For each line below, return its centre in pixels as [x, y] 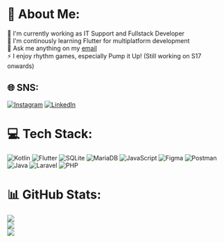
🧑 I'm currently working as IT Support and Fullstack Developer [96, 33]
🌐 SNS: [23, 88]
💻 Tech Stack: [50, 134]
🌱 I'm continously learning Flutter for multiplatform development [98, 40]
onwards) [21, 66]
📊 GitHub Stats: [54, 194]
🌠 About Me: [44, 14]
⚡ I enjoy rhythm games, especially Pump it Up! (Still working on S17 [104, 56]
